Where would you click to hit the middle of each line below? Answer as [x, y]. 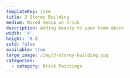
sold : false [20, 45]
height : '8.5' [23, 39]
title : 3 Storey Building [37, 17]
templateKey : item [28, 11]
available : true [26, 50]
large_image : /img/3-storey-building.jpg [57, 55]
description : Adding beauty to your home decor [65, 28]
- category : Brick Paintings [47, 66]
